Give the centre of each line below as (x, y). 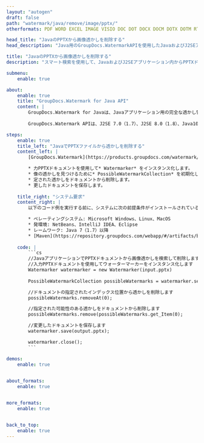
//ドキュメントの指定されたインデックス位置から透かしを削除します (101, 292)
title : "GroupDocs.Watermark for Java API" (73, 101)
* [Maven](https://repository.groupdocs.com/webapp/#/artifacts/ (113, 236)
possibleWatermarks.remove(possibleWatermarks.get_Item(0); (106, 315)
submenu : (17, 73)
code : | (27, 247)
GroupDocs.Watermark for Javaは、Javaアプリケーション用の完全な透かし (112, 113)
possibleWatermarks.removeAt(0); (70, 298)
